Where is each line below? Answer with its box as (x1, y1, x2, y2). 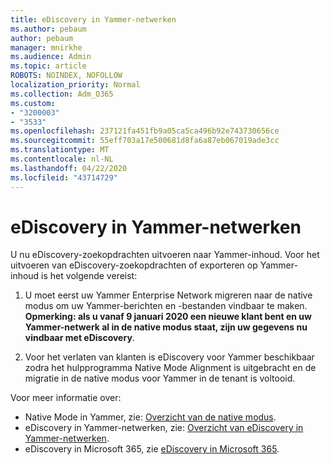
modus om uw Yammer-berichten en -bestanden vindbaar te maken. (24, 300, 308, 312)
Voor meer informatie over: (10, 392, 122, 404)
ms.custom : (10, 98, 56, 108)
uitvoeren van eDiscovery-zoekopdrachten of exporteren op (10, 259, 258, 271)
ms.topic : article (10, 61, 87, 71)
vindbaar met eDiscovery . (24, 332, 135, 344)
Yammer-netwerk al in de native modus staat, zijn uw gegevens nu (24, 321, 308, 333)
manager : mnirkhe (10, 42, 83, 53)
